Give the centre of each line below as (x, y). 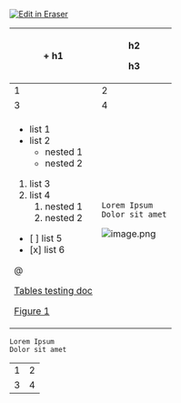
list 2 (40, 141)
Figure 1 (32, 311)
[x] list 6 (47, 250)
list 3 (40, 184)
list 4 (40, 195)
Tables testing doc (53, 291)
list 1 (40, 129)
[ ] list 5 (46, 238)
